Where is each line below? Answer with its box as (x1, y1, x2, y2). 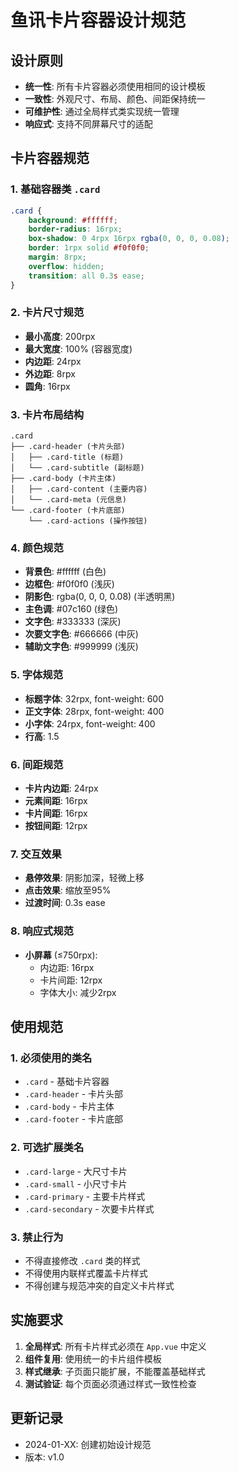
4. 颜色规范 (10, 541, 64, 555)
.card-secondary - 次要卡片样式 (24, 1202, 155, 1215)
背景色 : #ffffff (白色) (24, 566, 107, 578)
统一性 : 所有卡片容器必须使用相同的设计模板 (24, 81, 206, 92)
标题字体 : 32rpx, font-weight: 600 (24, 692, 165, 705)
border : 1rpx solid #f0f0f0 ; (28, 243, 150, 253)
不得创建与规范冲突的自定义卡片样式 (24, 1279, 175, 1291)
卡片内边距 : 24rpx (24, 782, 99, 795)
